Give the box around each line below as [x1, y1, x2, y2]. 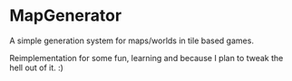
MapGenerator [9, 5, 122, 26]
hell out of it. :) [9, 62, 63, 73]
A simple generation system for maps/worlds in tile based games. [9, 35, 254, 46]
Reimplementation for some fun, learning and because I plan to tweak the [9, 52, 284, 63]
